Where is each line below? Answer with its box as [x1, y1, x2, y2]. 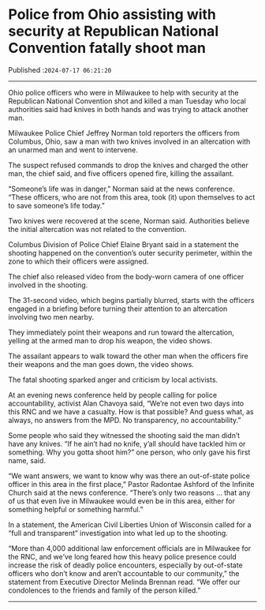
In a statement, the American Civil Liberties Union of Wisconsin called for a [8, 519, 252, 530]
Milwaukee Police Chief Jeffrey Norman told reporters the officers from [8, 128, 241, 137]
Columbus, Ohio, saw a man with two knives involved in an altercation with [8, 137, 251, 146]
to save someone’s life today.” [8, 200, 105, 210]
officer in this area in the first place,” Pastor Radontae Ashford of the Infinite [8, 479, 255, 488]
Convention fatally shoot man [8, 39, 207, 57]
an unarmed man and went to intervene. [8, 144, 138, 155]
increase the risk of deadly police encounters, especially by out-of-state [8, 560, 243, 570]
